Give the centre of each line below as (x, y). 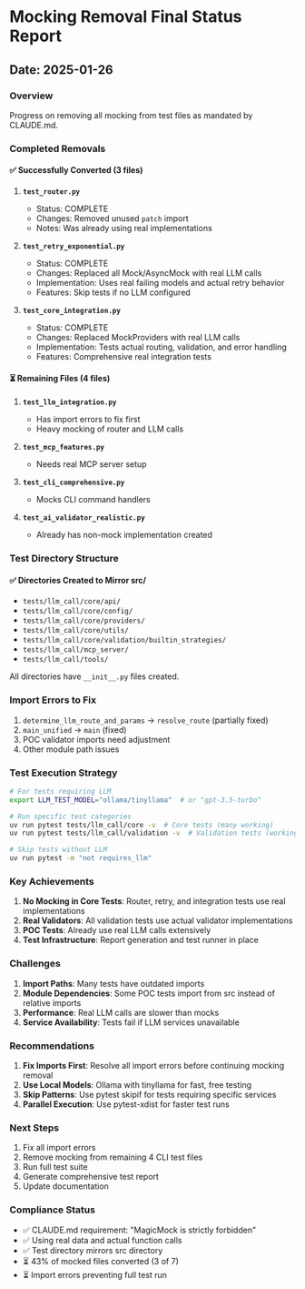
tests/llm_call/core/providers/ (84, 621)
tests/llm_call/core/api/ (71, 602)
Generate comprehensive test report (90, 1177)
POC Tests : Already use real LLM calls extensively (117, 930)
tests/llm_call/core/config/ (78, 612)
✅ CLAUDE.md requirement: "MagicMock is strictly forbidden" (139, 1230)
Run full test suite (55, 1167)
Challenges (35, 964)
